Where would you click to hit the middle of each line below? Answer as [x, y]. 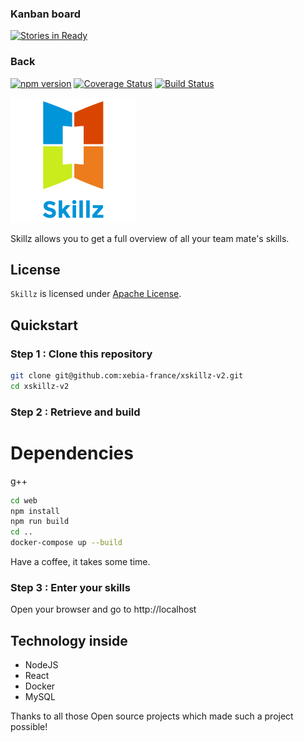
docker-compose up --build [66, 543]
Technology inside [69, 640]
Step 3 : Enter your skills [70, 587]
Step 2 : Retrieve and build [75, 412]
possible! [29, 727]
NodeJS [41, 665]
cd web [24, 500]
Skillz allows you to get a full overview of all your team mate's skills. [150, 238]
